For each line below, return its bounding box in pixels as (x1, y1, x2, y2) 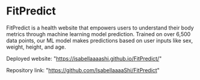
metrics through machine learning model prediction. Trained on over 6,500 (6, 30, 191, 37)
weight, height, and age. (6, 43, 66, 51)
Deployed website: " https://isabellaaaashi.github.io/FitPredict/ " (6, 55, 162, 62)
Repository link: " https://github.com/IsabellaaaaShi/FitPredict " (6, 66, 160, 73)
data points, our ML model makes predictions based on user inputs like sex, (6, 37, 193, 44)
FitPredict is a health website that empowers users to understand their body (6, 24, 194, 31)
